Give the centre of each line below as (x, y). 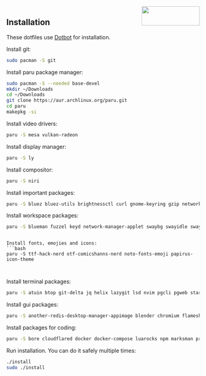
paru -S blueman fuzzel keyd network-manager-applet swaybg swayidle (97, 227)
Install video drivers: (32, 123)
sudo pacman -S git (31, 60)
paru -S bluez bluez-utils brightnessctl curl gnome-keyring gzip (93, 204)
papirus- (182, 254)
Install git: (19, 49)
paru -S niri (23, 181)
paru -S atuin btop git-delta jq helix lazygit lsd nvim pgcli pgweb (97, 293)
